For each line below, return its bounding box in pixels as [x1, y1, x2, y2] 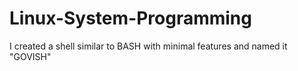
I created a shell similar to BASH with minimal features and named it [9, 40, 288, 52]
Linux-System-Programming [9, 7, 252, 30]
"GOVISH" [9, 50, 52, 62]
